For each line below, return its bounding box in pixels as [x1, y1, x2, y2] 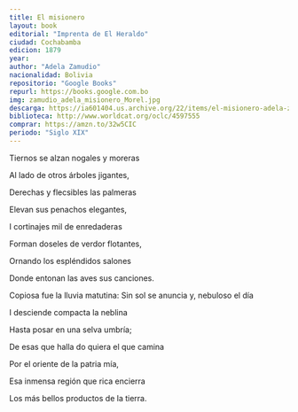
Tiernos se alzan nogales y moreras [9, 152, 140, 163]
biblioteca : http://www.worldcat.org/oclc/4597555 [9, 112, 200, 120]
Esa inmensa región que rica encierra [9, 376, 146, 386]
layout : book [9, 21, 58, 30]
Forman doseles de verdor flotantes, [9, 238, 142, 249]
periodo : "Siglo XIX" [9, 128, 90, 137]
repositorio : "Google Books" [9, 79, 117, 88]
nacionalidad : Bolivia [9, 71, 93, 80]
